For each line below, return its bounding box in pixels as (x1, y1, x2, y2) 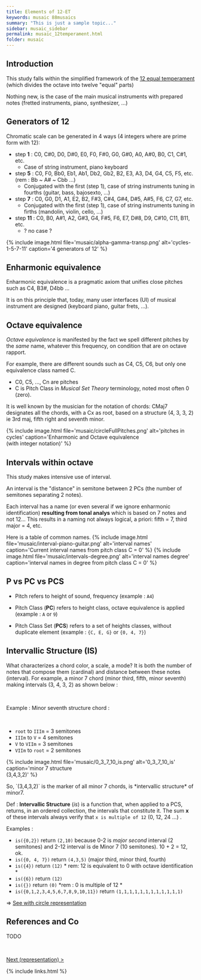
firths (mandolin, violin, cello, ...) (23, 208, 103, 215)
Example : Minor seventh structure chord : (6, 704, 109, 711)
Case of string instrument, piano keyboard (23, 163, 128, 170)
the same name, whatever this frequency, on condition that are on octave (6, 343, 187, 350)
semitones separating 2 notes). (6, 492, 83, 499)
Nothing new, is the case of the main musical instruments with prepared (6, 92, 183, 100)
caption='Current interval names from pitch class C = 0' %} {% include (6, 547, 181, 554)
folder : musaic (6, 37, 44, 43)
